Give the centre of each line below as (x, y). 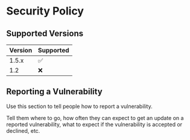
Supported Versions (45, 33)
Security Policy (45, 11)
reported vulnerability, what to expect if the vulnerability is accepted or (94, 124)
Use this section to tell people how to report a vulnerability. (79, 106)
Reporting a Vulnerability (54, 92)
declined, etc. (23, 130)
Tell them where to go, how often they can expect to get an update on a (95, 118)
